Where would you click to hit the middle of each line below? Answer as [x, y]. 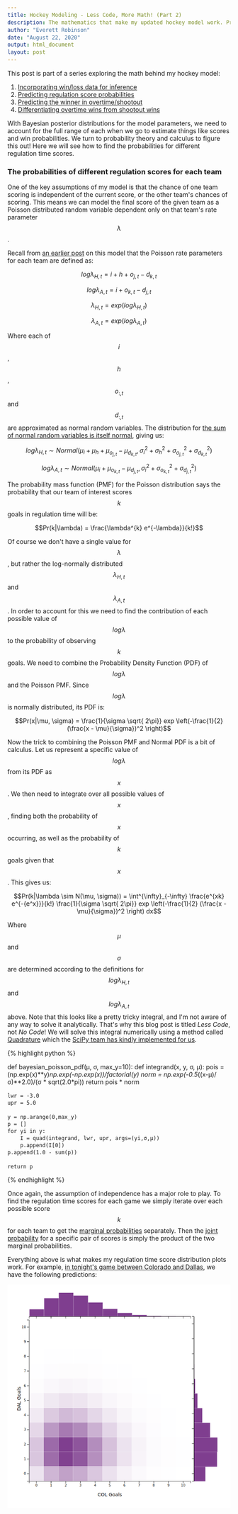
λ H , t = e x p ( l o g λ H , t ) [119, 306]
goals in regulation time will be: [52, 514]
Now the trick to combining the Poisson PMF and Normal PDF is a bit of [112, 742]
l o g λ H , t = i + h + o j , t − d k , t [119, 275]
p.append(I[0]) [42, 1145]
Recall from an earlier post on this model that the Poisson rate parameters [115, 253]
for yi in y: [27, 1131]
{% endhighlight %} [36, 1180]
